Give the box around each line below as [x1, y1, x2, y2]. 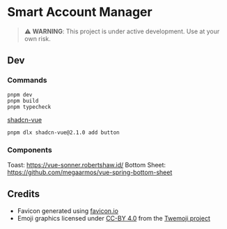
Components [7, 145, 52, 155]
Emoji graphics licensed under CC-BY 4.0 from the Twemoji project [17, 214, 210, 222]
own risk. [24, 34, 51, 42]
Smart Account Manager [7, 4, 152, 20]
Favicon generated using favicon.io [17, 206, 118, 215]
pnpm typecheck [7, 103, 52, 110]
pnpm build [7, 97, 39, 104]
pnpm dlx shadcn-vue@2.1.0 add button [7, 129, 120, 136]
